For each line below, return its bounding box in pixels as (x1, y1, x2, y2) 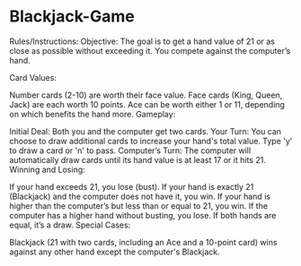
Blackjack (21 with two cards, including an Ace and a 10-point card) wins (9, 236, 278, 247)
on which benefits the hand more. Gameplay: (9, 108, 176, 119)
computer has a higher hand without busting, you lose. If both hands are (9, 210, 277, 220)
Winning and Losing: (9, 164, 85, 175)
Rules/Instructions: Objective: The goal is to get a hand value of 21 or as (9, 36, 276, 47)
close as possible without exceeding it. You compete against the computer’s (9, 45, 291, 56)
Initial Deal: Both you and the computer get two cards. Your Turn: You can (9, 125, 281, 136)
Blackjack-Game (9, 6, 135, 27)
